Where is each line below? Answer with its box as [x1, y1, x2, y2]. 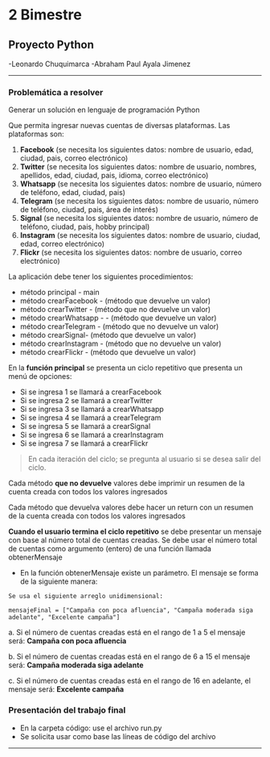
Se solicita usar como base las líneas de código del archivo [19, 731, 216, 741]
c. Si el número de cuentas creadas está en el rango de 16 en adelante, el [8, 676, 252, 686]
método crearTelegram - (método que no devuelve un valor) [19, 322, 219, 331]
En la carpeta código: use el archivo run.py [19, 723, 162, 733]
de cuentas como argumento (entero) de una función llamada [8, 544, 211, 554]
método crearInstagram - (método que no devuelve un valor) [19, 339, 222, 348]
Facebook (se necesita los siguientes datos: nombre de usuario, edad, [19, 145, 254, 155]
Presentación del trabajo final [8, 705, 126, 716]
